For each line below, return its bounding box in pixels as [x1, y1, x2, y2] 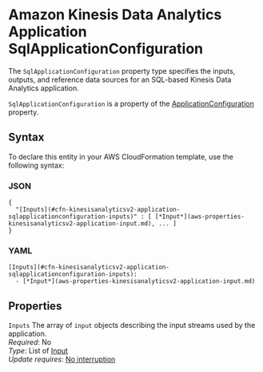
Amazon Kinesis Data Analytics [8, 6, 222, 24]
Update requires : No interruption [8, 354, 116, 364]
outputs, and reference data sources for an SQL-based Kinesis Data [8, 75, 232, 84]
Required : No [8, 338, 52, 347]
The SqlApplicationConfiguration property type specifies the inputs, [8, 66, 236, 75]
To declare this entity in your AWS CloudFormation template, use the [8, 152, 233, 161]
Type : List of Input [8, 346, 68, 356]
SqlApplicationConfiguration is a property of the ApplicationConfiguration [8, 99, 254, 108]
